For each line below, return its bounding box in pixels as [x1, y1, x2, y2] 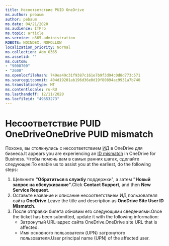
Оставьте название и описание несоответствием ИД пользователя [12, 192, 157, 199]
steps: [5, 167, 18, 173]
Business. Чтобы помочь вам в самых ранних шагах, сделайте [5, 156, 140, 162]
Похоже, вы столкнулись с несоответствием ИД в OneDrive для [5, 145, 143, 151]
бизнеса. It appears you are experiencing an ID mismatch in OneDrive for [5, 150, 156, 156]
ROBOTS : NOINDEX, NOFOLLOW [5, 40, 62, 45]
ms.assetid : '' [5, 54, 37, 59]
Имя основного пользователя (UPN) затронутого [20, 230, 126, 236]
